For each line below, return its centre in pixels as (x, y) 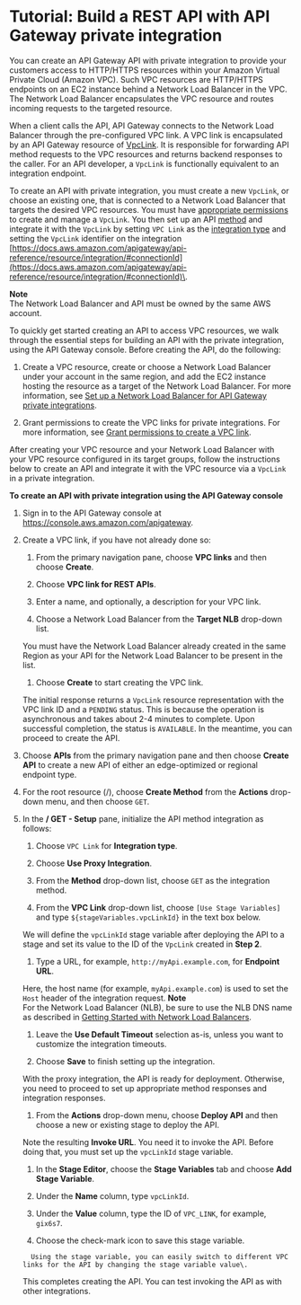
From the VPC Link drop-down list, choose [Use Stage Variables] (158, 907)
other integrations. (57, 1291)
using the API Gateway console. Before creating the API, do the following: (145, 349)
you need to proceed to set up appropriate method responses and (145, 1088)
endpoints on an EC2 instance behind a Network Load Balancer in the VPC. (148, 89)
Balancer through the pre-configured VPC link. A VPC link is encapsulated (146, 135)
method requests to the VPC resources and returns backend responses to (146, 154)
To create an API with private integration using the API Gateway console (146, 495)
